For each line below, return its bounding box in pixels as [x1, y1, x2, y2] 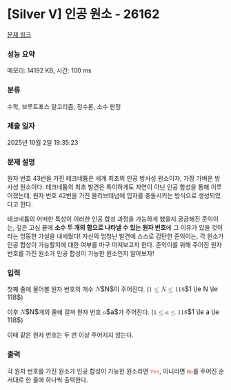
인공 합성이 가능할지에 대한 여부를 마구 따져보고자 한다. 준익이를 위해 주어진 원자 [7, 241, 223, 249]
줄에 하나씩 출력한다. [32, 376, 88, 384]
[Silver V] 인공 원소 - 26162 [7, 6, 160, 22]
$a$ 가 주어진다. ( [106, 308, 154, 317]
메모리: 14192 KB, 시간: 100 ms [7, 66, 92, 75]
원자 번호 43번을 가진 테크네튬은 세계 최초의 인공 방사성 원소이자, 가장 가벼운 [7, 174, 214, 183]
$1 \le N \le [184, 284, 219, 294]
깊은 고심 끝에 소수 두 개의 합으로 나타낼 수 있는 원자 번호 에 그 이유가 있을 [16, 224, 210, 232]
